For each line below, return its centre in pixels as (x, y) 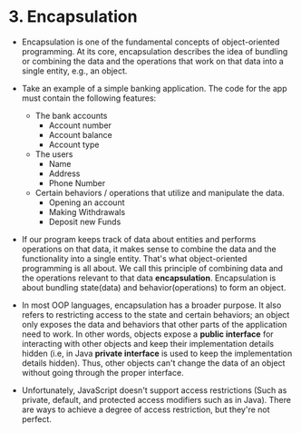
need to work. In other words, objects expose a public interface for (147, 334)
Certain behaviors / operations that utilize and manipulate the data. (160, 192)
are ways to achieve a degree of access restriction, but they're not (146, 409)
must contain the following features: (89, 98)
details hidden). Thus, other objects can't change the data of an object (153, 363)
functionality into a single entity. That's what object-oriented (134, 258)
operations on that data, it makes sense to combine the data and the (149, 249)
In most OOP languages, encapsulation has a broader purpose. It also (151, 305)
